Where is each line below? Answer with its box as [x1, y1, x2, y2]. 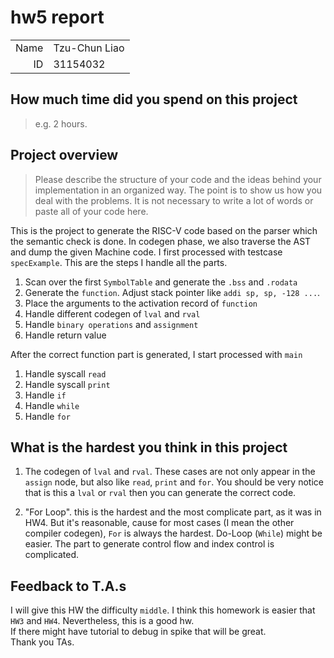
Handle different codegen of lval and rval [24, 307, 201, 320]
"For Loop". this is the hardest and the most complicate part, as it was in [24, 506, 322, 518]
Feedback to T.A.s [10, 577, 127, 595]
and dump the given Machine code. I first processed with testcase [10, 246, 283, 258]
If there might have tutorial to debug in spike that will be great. [10, 626, 267, 638]
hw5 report [10, 6, 105, 29]
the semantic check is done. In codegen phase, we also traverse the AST [10, 235, 312, 247]
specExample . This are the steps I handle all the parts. [10, 256, 228, 268]
